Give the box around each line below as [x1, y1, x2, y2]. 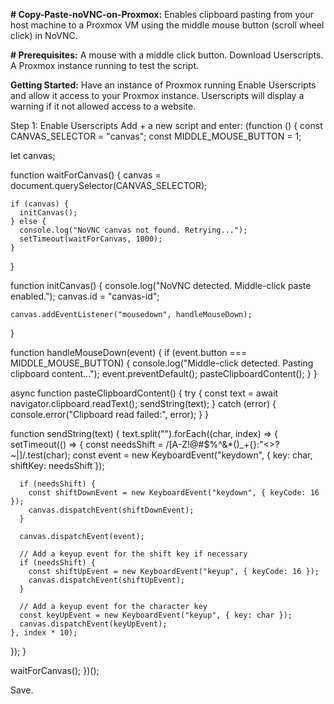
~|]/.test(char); [10, 449, 71, 461]
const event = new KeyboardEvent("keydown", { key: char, [72, 449, 313, 461]
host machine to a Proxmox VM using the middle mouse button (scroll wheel [10, 19, 325, 31]
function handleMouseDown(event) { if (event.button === [10, 347, 248, 358]
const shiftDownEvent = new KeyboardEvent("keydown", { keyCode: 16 [28, 488, 320, 498]
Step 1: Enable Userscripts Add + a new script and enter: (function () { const [10, 120, 323, 131]
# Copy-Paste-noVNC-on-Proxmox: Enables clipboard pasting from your [10, 9, 315, 20]
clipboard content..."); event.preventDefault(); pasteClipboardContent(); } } [10, 368, 318, 379]
